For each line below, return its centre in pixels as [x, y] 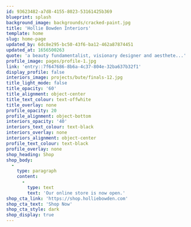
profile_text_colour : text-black [47, 143]
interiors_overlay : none [37, 133]
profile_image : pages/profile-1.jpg [51, 61]
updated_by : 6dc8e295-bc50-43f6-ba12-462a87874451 [70, 45]
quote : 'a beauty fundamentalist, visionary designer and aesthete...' [96, 56]
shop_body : [20, 160]
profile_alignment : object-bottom [49, 116]
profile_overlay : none [34, 149]
